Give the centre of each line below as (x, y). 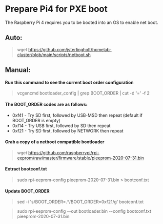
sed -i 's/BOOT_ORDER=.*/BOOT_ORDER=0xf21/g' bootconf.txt (80, 202)
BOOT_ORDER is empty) (36, 120)
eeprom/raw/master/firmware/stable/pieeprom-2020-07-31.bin (81, 158)
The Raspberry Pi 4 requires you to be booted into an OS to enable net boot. (82, 22)
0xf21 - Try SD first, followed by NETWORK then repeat (68, 131)
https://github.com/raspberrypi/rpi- (64, 152)
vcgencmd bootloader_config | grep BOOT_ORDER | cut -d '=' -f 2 (83, 93)
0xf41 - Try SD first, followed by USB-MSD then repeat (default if (77, 115)
